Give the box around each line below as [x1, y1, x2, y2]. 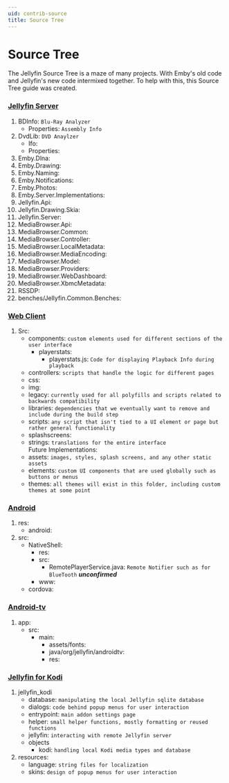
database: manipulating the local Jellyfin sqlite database [28, 695, 205, 703]
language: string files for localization [28, 760, 149, 768]
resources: [17, 753, 49, 761]
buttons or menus [28, 474, 79, 481]
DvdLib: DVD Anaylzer [17, 132, 79, 140]
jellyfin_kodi [17, 687, 53, 696]
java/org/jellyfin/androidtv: [48, 647, 125, 656]
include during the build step [28, 412, 119, 419]
